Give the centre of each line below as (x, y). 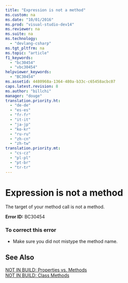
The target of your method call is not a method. (55, 207)
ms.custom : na (20, 15)
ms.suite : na (19, 34)
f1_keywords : (19, 58)
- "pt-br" (20, 163)
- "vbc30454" (24, 67)
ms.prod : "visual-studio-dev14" (40, 24)
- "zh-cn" (20, 139)
